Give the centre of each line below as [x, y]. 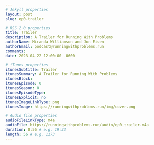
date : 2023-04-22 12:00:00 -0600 [40, 56]
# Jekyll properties [27, 10]
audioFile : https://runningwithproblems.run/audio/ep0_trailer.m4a [77, 125]
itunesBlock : [19, 79]
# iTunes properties [27, 65]
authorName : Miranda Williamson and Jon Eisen [55, 42]
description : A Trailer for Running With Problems [59, 37]
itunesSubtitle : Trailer [31, 70]
